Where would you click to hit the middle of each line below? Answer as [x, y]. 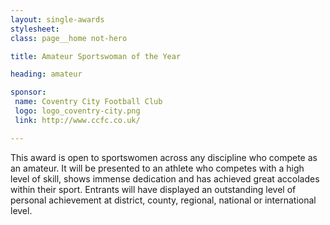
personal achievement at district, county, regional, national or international [163, 200]
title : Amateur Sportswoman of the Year [96, 56]
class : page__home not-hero [69, 38]
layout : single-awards [57, 19]
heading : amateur [46, 74]
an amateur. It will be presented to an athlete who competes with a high [157, 168]
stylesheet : [35, 29]
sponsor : [28, 92]
